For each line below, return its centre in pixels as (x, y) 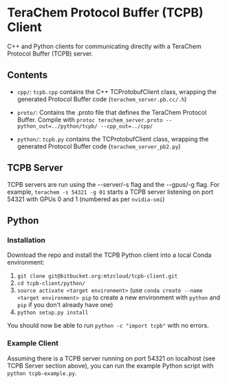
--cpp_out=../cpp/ (127, 126)
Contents (28, 75)
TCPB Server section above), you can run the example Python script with (111, 365)
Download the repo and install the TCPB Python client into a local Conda (109, 255)
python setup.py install (53, 313)
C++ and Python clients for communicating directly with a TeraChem (104, 46)
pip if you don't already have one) (65, 305)
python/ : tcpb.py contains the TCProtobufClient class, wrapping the (113, 139)
